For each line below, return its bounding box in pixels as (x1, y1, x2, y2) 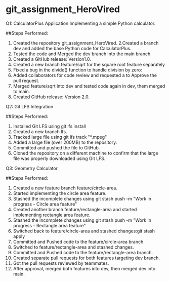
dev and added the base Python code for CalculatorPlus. (13, 45, 132, 51)
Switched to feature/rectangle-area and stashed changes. (13, 244, 134, 250)
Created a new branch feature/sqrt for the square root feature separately (13, 61, 165, 67)
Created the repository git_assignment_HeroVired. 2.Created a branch (13, 39, 159, 46)
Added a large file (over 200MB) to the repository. (13, 139, 117, 145)
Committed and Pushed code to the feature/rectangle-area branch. (13, 249, 153, 255)
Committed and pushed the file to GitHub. (13, 144, 100, 150)
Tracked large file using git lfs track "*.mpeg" (13, 134, 107, 140)
